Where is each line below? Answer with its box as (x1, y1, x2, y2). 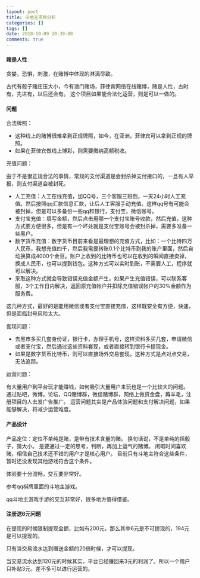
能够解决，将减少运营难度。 (6, 406, 74, 413)
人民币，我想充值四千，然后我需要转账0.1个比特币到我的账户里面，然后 (14, 245, 189, 252)
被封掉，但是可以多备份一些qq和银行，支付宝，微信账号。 (14, 207, 157, 215)
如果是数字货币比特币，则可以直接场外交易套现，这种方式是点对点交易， (14, 350, 192, 357)
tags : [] (6, 25, 28, 32)
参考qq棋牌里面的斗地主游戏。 (6, 482, 81, 490)
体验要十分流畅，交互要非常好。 (6, 470, 85, 477)
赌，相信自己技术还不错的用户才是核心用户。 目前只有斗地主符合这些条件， (6, 449, 190, 457)
